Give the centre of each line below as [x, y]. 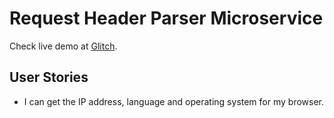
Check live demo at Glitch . [63, 46]
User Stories [49, 77]
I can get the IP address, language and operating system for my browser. [174, 101]
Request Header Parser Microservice [166, 18]
